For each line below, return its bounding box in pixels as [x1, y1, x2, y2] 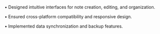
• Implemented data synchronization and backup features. [4, 23, 123, 29]
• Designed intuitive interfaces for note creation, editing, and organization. [4, 4, 156, 10]
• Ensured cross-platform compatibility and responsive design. [4, 14, 132, 19]
